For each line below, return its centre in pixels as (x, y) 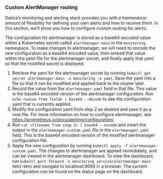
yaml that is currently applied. (42, 104)
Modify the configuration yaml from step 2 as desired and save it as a (82, 109)
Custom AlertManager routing (41, 7)
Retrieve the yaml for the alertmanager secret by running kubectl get (81, 73)
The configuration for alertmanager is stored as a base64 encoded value (78, 38)
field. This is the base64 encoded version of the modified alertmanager (83, 135)
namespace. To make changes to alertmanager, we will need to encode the (80, 48)
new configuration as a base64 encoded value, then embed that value (75, 53)
